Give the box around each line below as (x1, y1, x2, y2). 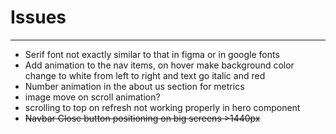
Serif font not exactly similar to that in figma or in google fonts (24, 48, 280, 60)
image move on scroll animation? (24, 91, 161, 103)
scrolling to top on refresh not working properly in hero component (24, 101, 301, 113)
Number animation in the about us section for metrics (24, 80, 245, 92)
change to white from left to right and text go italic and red (24, 69, 266, 81)
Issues (10, 6, 67, 29)
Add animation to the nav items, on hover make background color (24, 59, 295, 71)
